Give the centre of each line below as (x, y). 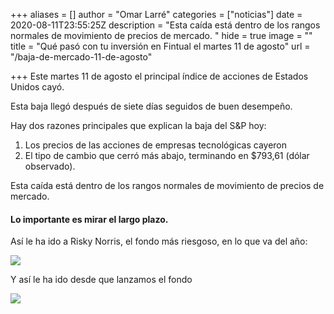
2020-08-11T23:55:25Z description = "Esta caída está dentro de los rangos (165, 25)
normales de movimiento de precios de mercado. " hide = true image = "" (161, 35)
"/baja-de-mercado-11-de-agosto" (81, 57)
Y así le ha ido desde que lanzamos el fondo (101, 280)
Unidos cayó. (37, 87)
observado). (50, 166)
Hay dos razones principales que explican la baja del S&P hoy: (138, 125)
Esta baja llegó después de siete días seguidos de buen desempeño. (151, 106)
